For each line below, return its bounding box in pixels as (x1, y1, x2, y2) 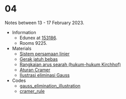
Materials (12, 45, 32, 51)
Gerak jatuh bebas (19, 56, 58, 62)
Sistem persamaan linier (19, 51, 70, 57)
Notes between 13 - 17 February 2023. (5, 20, 84, 26)
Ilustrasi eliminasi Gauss (19, 72, 70, 78)
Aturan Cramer (19, 66, 51, 73)
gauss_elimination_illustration (19, 82, 81, 88)
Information (12, 29, 36, 35)
